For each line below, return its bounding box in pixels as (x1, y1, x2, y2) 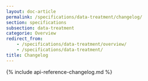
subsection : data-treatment (6, 25, 75, 31)
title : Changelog (6, 52, 49, 58)
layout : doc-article (6, 8, 57, 15)
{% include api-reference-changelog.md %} (6, 68, 113, 75)
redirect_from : (6, 36, 43, 42)
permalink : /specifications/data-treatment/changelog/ (6, 14, 143, 20)
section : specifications (6, 19, 67, 25)
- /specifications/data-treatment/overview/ (16, 42, 127, 48)
